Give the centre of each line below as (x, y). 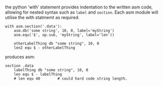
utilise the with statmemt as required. (42, 17)
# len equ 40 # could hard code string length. (71, 79)
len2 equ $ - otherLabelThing (45, 48)
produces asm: (20, 57)
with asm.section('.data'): (34, 26)
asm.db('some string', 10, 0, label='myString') (64, 31)
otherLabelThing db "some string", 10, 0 (56, 43)
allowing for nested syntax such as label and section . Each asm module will (82, 12)
